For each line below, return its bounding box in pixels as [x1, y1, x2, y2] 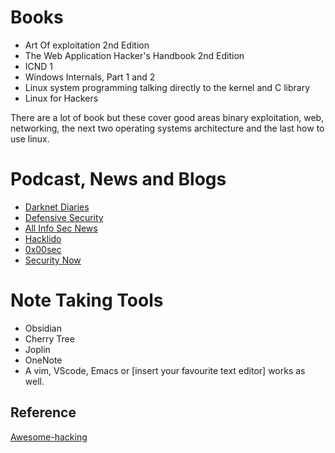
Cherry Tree [24, 332, 75, 345]
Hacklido [24, 232, 62, 245]
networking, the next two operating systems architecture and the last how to [10, 122, 325, 134]
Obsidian [24, 322, 62, 334]
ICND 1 [24, 60, 54, 72]
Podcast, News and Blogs [10, 168, 227, 191]
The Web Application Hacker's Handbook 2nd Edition [24, 49, 245, 61]
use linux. [10, 132, 50, 145]
